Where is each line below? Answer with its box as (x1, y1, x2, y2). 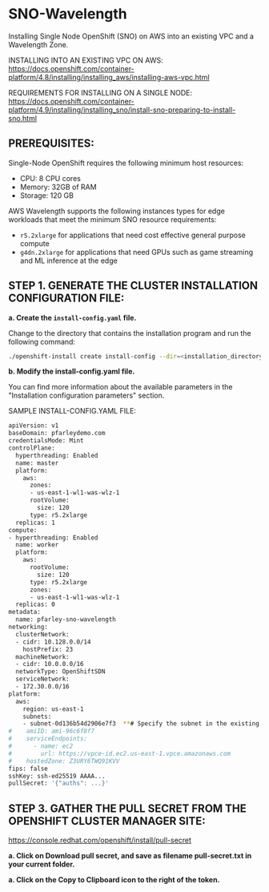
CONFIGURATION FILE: (8, 292, 125, 305)
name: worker (15, 541, 59, 549)
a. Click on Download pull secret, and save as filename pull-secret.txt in (8, 851, 252, 861)
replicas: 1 (15, 519, 56, 527)
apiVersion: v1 (8, 422, 59, 430)
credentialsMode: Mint (8, 437, 84, 445)
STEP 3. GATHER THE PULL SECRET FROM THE (8, 801, 247, 815)
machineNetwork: (15, 652, 70, 661)
